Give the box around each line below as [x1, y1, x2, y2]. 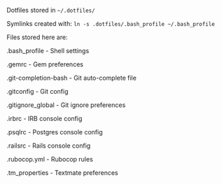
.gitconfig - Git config [6, 87, 69, 95]
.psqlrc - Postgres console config [6, 128, 103, 136]
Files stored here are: [6, 33, 68, 41]
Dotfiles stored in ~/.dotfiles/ [6, 6, 95, 14]
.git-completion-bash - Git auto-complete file [6, 73, 137, 82]
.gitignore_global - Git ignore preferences [6, 101, 126, 109]
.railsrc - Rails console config [6, 141, 91, 150]
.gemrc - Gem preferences [6, 60, 83, 69]
